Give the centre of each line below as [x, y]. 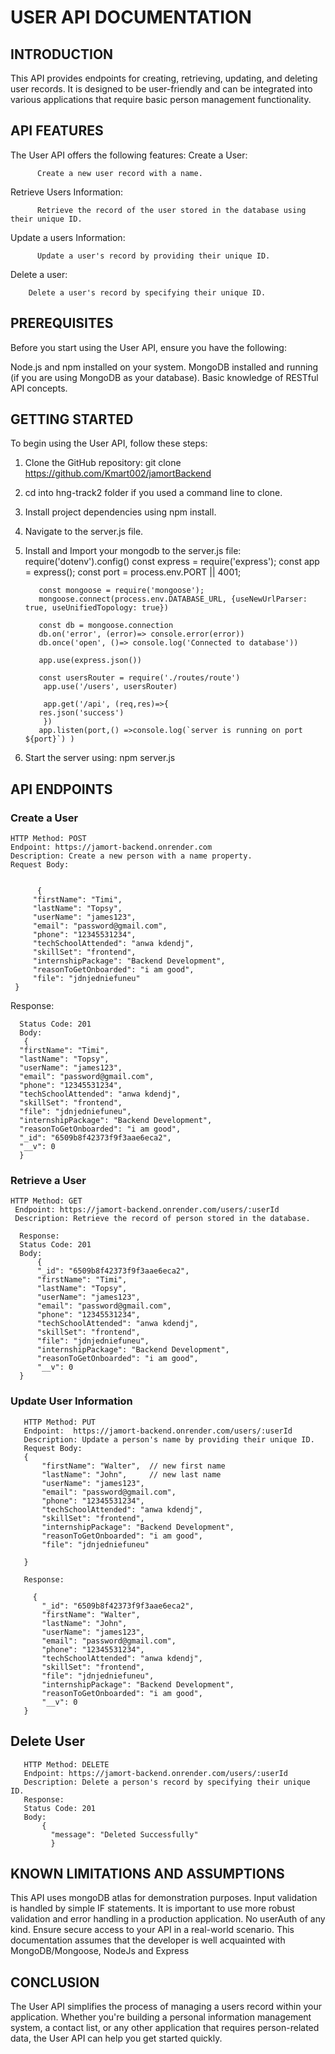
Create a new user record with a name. [119, 173]
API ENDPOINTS [61, 789]
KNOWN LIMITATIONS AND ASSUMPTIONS [147, 1873]
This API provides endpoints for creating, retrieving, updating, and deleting [164, 78]
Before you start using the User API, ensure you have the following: [148, 347]
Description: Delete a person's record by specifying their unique [167, 1782]
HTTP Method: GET [46, 1201]
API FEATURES [57, 131]
